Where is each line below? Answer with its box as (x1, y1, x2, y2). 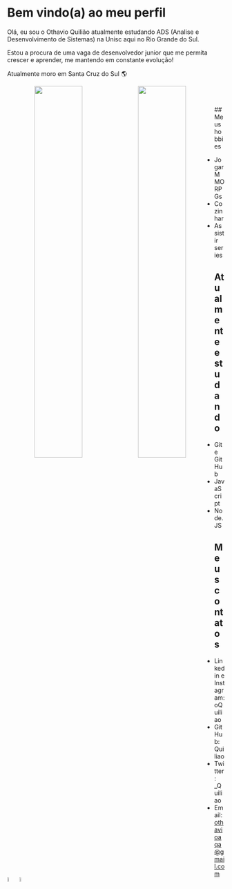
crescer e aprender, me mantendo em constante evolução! (7, 55, 174, 64)
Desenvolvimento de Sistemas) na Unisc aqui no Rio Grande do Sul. (7, 35, 200, 43)
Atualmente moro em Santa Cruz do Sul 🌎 (7, 69, 128, 77)
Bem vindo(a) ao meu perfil (7, 5, 166, 21)
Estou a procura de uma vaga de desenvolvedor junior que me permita (7, 48, 209, 57)
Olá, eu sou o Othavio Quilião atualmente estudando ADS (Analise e (7, 28, 200, 36)
